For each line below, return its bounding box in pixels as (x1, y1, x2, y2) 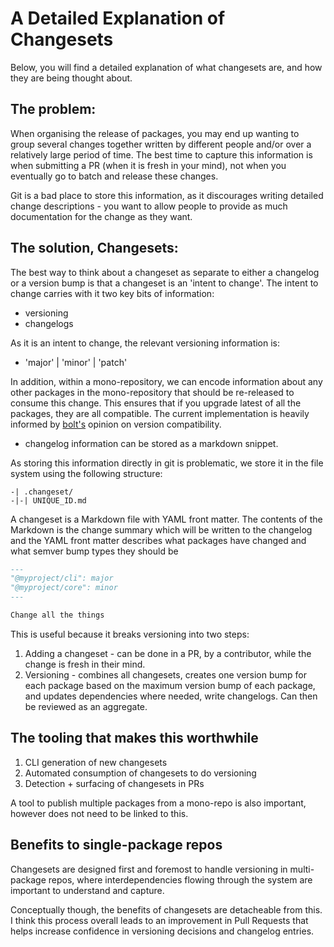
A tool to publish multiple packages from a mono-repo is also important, (10, 797, 307, 809)
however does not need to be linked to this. (10, 807, 189, 819)
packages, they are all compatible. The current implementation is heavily (10, 407, 310, 419)
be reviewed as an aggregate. (24, 700, 148, 712)
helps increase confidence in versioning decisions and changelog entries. (10, 925, 315, 937)
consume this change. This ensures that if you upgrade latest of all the (10, 397, 302, 409)
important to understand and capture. (10, 884, 165, 896)
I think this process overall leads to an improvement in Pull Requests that (10, 914, 309, 926)
